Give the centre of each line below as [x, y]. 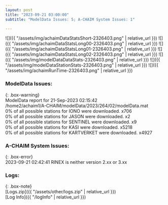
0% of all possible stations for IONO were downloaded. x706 [69, 111]
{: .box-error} [19, 157]
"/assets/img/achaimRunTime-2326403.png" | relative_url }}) [69, 71]
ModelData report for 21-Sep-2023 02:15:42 [51, 100]
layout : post [19, 10]
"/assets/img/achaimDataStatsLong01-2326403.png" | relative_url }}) [84, 49]
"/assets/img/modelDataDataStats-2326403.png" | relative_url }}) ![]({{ [86, 60]
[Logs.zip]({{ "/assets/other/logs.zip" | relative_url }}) [61, 192]
